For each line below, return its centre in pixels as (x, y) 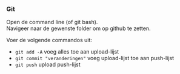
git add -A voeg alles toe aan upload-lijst (67, 52)
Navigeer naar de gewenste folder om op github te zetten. (78, 28)
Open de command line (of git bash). (52, 22)
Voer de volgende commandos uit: (49, 40)
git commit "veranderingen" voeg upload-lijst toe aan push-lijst (95, 58)
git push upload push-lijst (48, 64)
